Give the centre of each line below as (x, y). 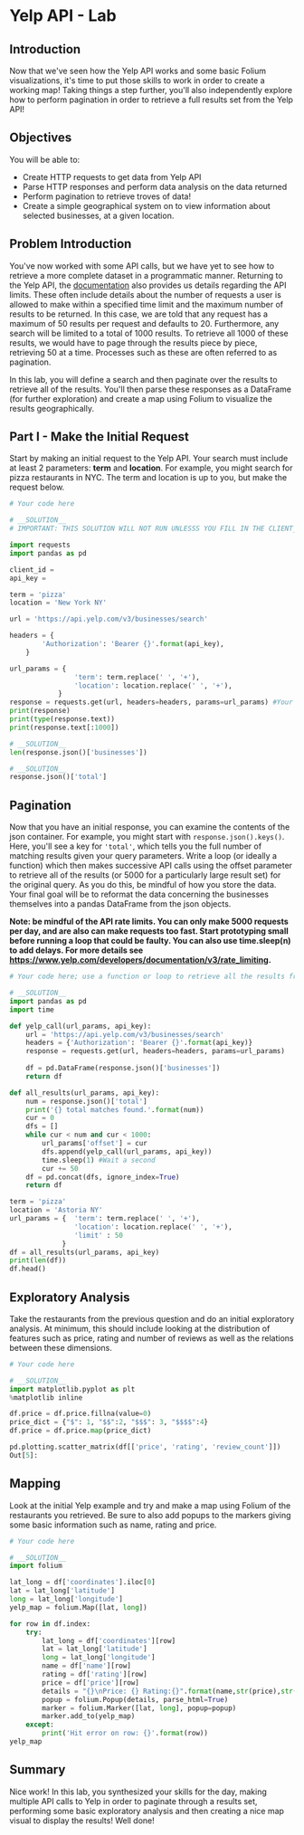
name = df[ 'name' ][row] (86, 1666)
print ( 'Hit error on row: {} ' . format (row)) (125, 1734)
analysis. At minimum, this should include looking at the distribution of (140, 1328)
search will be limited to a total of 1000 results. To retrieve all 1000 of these (149, 333)
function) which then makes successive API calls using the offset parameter (151, 866)
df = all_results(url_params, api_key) (85, 1252)
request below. (37, 487)
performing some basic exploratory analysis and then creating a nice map (147, 1811)
